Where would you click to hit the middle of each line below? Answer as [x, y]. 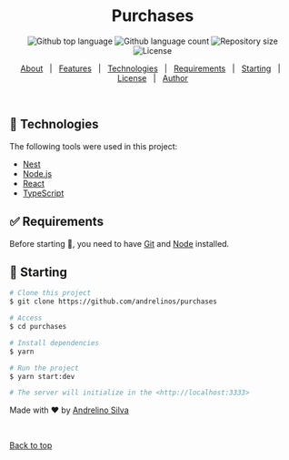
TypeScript [43, 193]
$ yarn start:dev [42, 376]
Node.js [37, 173]
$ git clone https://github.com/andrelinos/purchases [114, 302]
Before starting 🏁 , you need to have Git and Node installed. [120, 243]
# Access [26, 318]
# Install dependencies [55, 342]
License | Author [153, 77]
